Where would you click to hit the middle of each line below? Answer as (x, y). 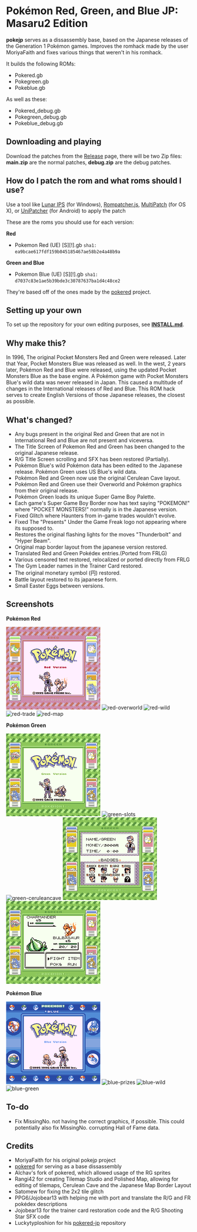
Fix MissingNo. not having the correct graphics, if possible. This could (99, 1121)
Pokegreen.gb (31, 82)
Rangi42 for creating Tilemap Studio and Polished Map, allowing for (96, 1179)
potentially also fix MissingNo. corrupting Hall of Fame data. (87, 1127)
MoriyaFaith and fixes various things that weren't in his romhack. (84, 52)
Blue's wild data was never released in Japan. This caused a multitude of (95, 383)
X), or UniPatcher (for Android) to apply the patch (66, 210)
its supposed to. (34, 528)
